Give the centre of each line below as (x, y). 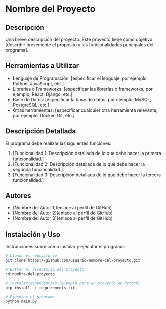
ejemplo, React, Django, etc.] (43, 94)
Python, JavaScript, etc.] (38, 83)
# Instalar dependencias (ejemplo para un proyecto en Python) (73, 283)
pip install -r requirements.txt (40, 288)
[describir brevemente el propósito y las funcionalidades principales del (79, 45)
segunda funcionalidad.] (38, 169)
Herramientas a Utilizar (42, 66)
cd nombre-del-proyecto (30, 274)
